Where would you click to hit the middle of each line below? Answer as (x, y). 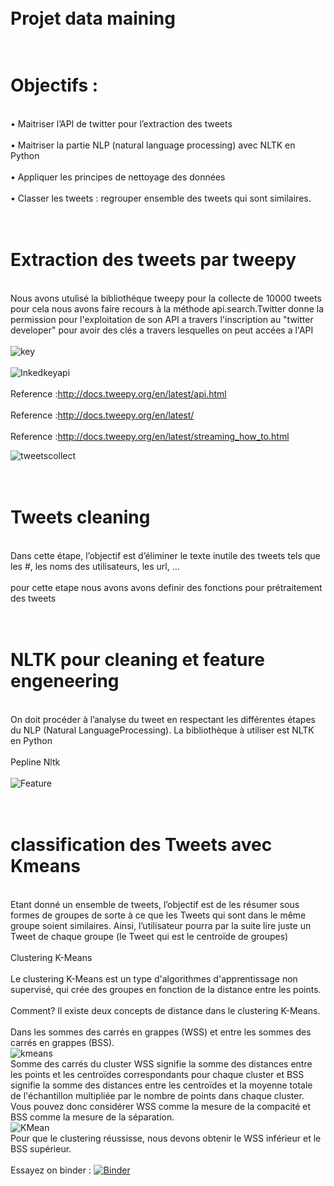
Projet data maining (93, 18)
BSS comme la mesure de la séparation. (92, 1117)
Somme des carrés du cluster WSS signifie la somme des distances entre (161, 1063)
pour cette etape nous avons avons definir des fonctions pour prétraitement (166, 587)
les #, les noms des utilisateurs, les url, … (95, 566)
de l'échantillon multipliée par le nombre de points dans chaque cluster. (157, 1095)
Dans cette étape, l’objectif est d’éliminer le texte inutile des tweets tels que (165, 555)
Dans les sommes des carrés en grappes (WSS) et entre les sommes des (161, 1032)
